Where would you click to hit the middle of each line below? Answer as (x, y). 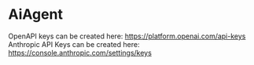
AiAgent (35, 14)
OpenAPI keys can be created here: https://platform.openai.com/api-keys (127, 36)
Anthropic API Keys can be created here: (74, 44)
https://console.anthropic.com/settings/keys (80, 52)
